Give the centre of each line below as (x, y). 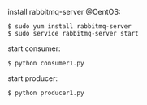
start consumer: (34, 48)
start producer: (33, 78)
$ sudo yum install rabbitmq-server (69, 27)
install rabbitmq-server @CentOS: (64, 12)
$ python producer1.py (46, 93)
